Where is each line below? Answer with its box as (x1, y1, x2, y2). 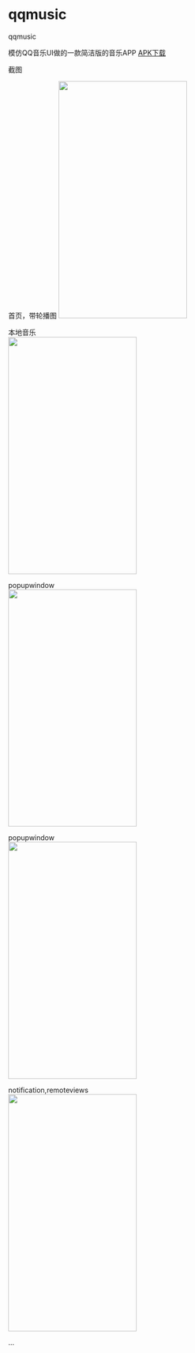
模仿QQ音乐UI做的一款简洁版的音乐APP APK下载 (8, 47, 167, 57)
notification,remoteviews (8, 1085, 89, 1095)
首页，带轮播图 (8, 311, 57, 320)
